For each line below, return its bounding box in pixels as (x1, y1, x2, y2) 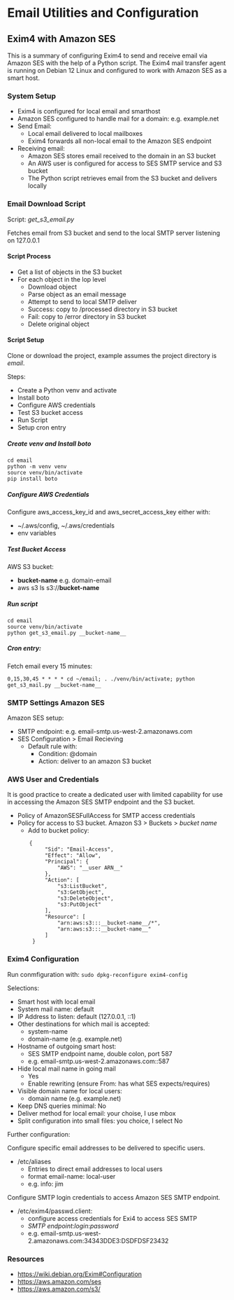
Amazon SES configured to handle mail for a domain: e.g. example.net (17, 114, 219, 123)
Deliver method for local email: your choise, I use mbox (17, 1109, 176, 1117)
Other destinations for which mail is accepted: (17, 1020, 150, 1028)
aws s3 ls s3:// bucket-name (17, 583, 100, 591)
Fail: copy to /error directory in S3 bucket (27, 312, 147, 320)
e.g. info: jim (27, 1179, 64, 1188)
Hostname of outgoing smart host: (17, 1042, 117, 1051)
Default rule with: (27, 742, 78, 751)
